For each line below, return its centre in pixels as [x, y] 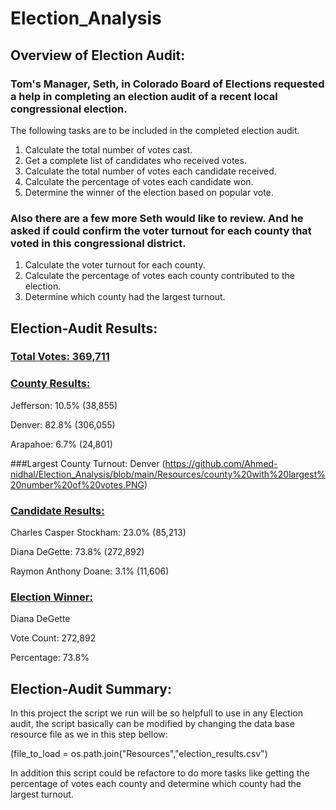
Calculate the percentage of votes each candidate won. [139, 181]
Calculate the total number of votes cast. [108, 149]
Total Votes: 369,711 [60, 357]
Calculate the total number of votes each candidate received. [150, 171]
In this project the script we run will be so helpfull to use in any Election [156, 713]
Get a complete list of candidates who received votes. [135, 160]
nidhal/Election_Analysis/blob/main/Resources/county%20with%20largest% [168, 474]
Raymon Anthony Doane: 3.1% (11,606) [90, 571]
